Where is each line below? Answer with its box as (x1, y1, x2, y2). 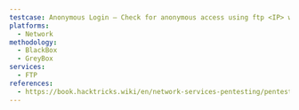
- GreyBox (17, 54, 53, 63)
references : (9, 79, 53, 88)
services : (9, 63, 46, 72)
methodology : (9, 37, 58, 47)
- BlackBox (17, 46, 58, 55)
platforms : (9, 21, 50, 30)
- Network (17, 29, 53, 38)
